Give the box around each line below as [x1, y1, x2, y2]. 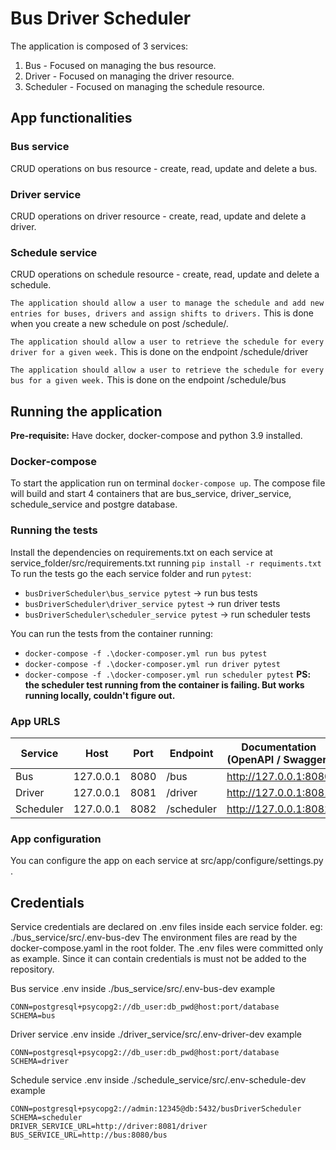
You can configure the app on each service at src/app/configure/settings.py [10, 855, 324, 867]
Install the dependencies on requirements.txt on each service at [10, 546, 273, 558]
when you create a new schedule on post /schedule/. [10, 318, 229, 330]
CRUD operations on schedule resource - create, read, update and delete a [10, 268, 320, 281]
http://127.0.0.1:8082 [226, 802, 332, 816]
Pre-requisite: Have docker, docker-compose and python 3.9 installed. [10, 430, 303, 442]
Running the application [10, 403, 163, 420]
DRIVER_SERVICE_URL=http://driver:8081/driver [10, 1122, 208, 1132]
